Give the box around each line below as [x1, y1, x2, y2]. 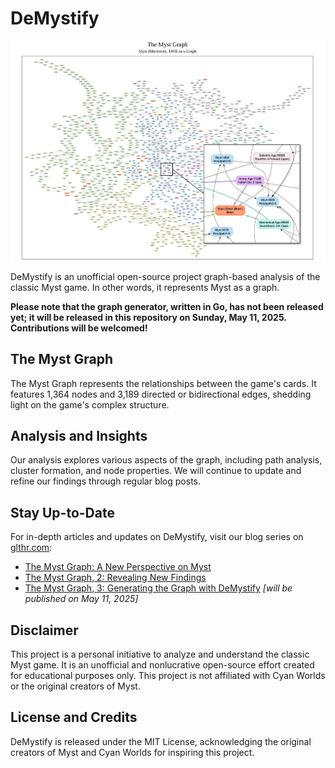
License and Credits [10, 709, 138, 726]
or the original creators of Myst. [10, 680, 141, 692]
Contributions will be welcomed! [10, 322, 148, 334]
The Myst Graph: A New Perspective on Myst [24, 561, 212, 573]
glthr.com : [10, 542, 53, 554]
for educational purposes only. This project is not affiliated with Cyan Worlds [10, 669, 326, 681]
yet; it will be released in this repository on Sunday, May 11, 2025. [10, 311, 287, 323]
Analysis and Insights [10, 427, 148, 444]
